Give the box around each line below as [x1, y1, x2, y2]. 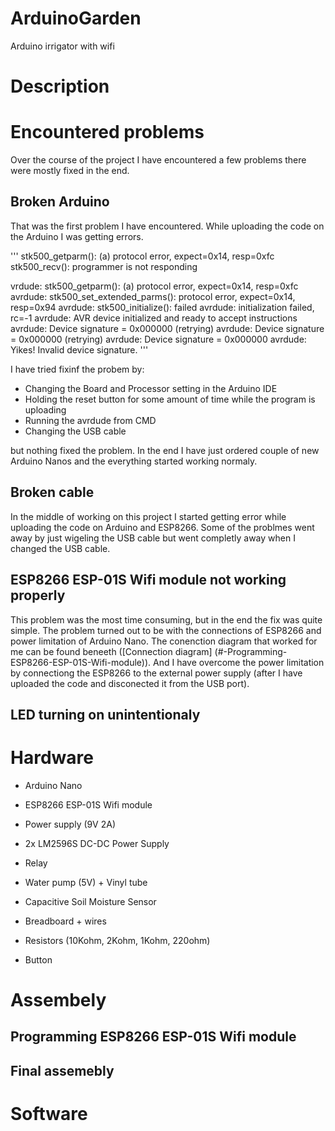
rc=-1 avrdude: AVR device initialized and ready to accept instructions [10, 312, 298, 324]
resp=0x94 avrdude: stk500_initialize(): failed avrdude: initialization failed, [10, 301, 315, 313]
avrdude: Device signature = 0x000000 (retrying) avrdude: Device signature [10, 322, 325, 334]
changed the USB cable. [10, 542, 111, 554]
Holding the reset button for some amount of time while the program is [24, 393, 316, 405]
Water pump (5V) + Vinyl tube [24, 876, 148, 888]
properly [10, 587, 66, 604]
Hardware [10, 747, 94, 769]
